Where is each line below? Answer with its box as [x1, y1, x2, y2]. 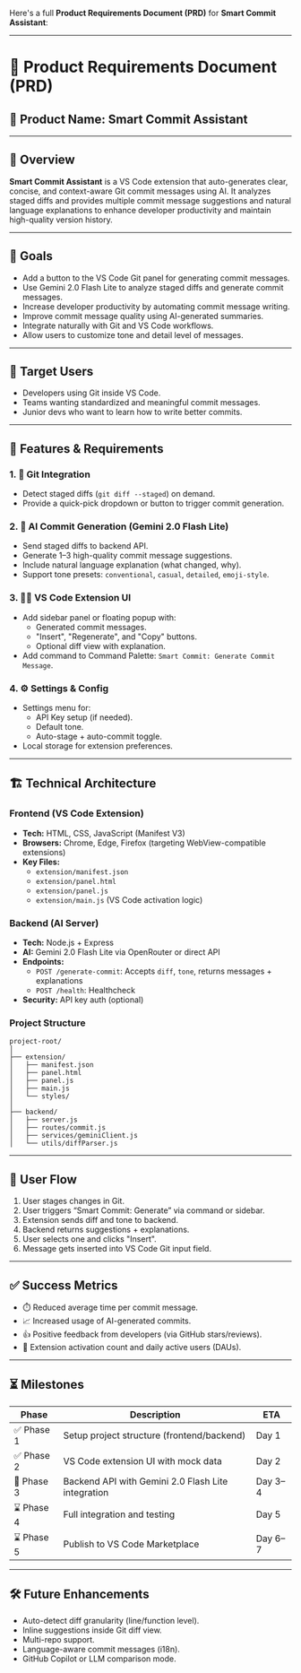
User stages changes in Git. [21, 1196, 125, 1207]
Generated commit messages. [35, 621, 147, 632]
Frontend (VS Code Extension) [9, 807, 145, 819]
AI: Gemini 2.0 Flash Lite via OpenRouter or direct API [21, 947, 221, 958]
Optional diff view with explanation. [35, 640, 166, 651]
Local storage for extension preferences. [21, 741, 173, 751]
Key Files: [21, 856, 60, 867]
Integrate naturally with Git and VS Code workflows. [21, 320, 214, 331]
